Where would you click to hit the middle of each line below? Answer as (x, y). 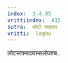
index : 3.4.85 (29, 14)
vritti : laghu (29, 33)
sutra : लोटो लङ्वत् (32, 27)
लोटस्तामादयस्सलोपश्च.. (34, 53)
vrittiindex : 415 (34, 20)
